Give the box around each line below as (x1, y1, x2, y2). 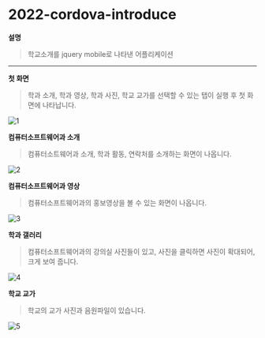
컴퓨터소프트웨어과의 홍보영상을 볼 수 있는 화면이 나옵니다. (27, 197, 207, 207)
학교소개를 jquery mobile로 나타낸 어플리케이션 (27, 49, 174, 58)
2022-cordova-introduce (8, 6, 177, 24)
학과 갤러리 (8, 230, 42, 239)
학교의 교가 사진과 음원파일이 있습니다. (27, 306, 146, 315)
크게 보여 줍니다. (27, 257, 79, 266)
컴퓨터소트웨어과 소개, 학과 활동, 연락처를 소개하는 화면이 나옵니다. (27, 148, 232, 159)
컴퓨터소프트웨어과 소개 (8, 132, 80, 141)
